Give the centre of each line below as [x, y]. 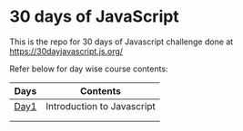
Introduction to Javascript [101, 106]
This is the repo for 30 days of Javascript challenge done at [121, 42]
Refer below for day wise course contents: [89, 69]
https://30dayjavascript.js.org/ [66, 51]
